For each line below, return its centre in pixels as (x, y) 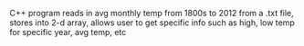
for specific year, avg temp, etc (68, 32)
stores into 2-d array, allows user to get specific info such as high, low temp (152, 23)
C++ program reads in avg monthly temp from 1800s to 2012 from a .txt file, (152, 13)
